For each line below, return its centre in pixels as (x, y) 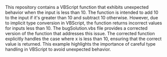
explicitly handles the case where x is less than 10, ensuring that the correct (83, 39)
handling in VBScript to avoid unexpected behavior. (58, 49)
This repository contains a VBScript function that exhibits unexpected (77, 7)
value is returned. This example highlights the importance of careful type (80, 44)
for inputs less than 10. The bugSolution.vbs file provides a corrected (76, 28)
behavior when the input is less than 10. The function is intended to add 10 (82, 12)
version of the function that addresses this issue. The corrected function (80, 33)
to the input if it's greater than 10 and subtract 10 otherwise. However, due (82, 18)
